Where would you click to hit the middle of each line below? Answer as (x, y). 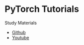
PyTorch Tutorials (42, 9)
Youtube (20, 38)
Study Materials (21, 23)
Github (19, 32)
